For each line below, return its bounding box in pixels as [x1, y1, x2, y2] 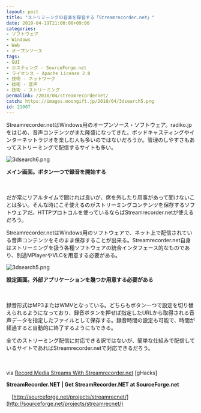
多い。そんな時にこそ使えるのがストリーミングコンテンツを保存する [16, 201, 185, 208]
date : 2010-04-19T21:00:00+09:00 [6, 20, 90, 26]
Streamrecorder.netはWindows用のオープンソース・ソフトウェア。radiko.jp [6, 121, 192, 128]
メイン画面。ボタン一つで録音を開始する [6, 168, 106, 175]
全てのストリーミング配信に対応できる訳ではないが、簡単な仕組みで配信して [6, 337, 196, 344]
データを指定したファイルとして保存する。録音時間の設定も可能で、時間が [11, 316, 196, 323]
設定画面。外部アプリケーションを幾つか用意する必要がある [6, 276, 154, 283]
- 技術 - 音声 [6, 82, 38, 88]
